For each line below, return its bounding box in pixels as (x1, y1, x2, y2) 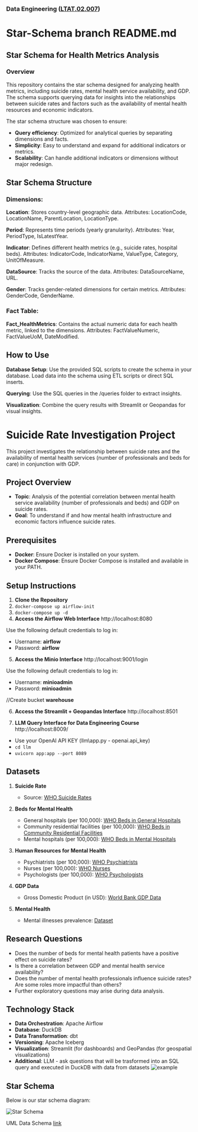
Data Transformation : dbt (14, 1033, 78, 1040)
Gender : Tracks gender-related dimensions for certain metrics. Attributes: (6, 286, 186, 293)
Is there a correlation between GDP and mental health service (14, 962, 165, 969)
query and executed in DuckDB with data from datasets (14, 1064, 150, 1071)
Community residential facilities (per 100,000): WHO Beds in (23, 823, 170, 830)
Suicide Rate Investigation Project (6, 428, 176, 441)
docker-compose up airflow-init (14, 603, 95, 610)
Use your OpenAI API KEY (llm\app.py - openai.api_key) (14, 737, 151, 744)
